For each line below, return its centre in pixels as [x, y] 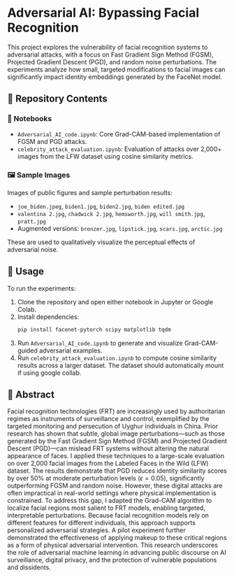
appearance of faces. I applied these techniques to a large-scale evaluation [116, 456]
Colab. [27, 309]
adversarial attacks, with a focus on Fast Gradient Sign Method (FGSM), [111, 55]
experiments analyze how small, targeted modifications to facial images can [116, 69]
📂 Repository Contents [58, 99]
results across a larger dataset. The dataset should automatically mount [120, 365]
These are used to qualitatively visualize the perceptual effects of [101, 242]
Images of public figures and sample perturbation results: [90, 192]
